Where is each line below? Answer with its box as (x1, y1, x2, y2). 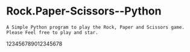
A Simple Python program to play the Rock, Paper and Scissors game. (6, 24, 185, 30)
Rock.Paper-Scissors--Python (6, 4, 162, 18)
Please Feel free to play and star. (6, 29, 98, 36)
